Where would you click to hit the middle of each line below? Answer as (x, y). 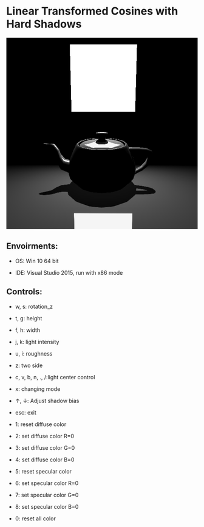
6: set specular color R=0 (47, 483)
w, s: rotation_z (34, 306)
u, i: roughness (34, 353)
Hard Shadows (44, 24)
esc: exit (25, 412)
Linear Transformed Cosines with (92, 11)
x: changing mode (38, 389)
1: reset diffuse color (41, 424)
